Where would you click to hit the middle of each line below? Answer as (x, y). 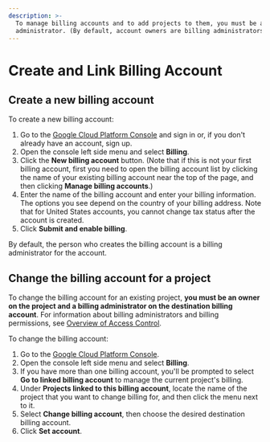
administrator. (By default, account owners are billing (113, 31)
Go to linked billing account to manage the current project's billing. (131, 380)
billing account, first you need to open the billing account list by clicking (139, 169)
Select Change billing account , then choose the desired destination (132, 414)
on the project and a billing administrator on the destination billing (121, 306)
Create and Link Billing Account (115, 70)
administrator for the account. (57, 253)
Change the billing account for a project (110, 278)
